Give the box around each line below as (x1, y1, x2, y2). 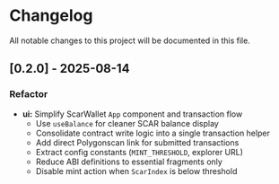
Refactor (9, 88, 48, 101)
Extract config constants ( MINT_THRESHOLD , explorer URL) (35, 146, 244, 157)
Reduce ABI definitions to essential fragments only (35, 156, 222, 167)
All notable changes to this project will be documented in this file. (9, 35, 251, 46)
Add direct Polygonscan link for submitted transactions (35, 136, 240, 148)
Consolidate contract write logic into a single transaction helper (35, 127, 271, 138)
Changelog (9, 5, 93, 26)
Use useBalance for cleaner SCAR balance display (35, 118, 220, 128)
